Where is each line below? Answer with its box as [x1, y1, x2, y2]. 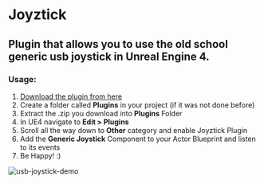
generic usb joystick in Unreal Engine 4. [8, 49, 210, 63]
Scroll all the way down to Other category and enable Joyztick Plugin [19, 125, 248, 135]
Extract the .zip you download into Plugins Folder [19, 108, 183, 118]
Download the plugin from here [19, 92, 122, 101]
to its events [19, 142, 61, 152]
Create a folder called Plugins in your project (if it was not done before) [19, 100, 255, 109]
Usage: [8, 73, 37, 84]
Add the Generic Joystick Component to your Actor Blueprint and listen [19, 134, 257, 143]
